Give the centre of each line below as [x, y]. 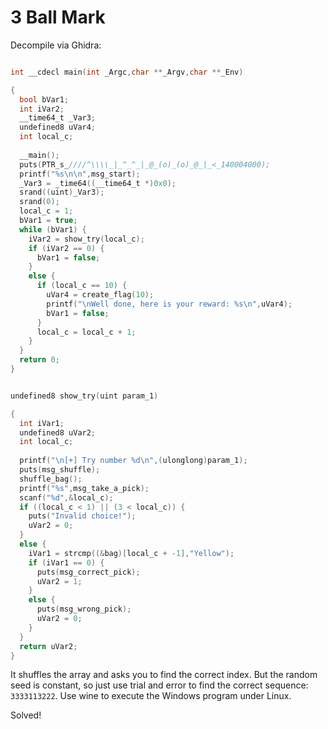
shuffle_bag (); [51, 479]
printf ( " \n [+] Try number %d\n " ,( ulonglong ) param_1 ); [133, 461]
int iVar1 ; [42, 423]
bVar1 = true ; [48, 221]
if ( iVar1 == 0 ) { [66, 562]
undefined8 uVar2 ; [58, 432]
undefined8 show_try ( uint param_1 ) [84, 396]
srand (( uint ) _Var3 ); [62, 192]
